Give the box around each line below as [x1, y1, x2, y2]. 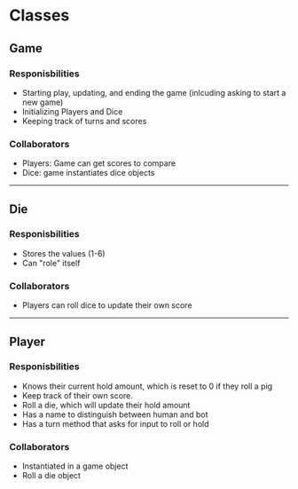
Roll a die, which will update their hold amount [21, 399, 191, 410]
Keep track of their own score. [21, 390, 133, 400]
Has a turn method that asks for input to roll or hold [21, 418, 210, 429]
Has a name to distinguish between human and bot [21, 409, 208, 420]
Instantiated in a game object [21, 461, 129, 471]
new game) [21, 97, 64, 107]
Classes [9, 5, 70, 26]
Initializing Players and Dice [21, 106, 123, 116]
